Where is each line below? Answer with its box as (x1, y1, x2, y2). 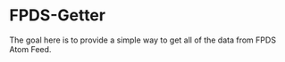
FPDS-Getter (9, 5, 105, 26)
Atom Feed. (9, 43, 52, 54)
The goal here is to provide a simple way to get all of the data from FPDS (9, 35, 277, 45)
